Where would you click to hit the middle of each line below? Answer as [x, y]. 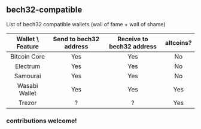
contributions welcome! [42, 121]
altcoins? [178, 42]
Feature [28, 46]
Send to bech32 [76, 39]
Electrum [28, 66]
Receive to [133, 39]
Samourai [28, 76]
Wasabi [28, 85]
